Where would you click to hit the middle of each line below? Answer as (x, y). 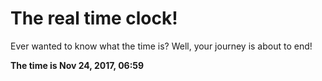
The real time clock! (94, 18)
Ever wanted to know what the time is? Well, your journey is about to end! (161, 46)
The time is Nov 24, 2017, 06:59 (77, 65)
